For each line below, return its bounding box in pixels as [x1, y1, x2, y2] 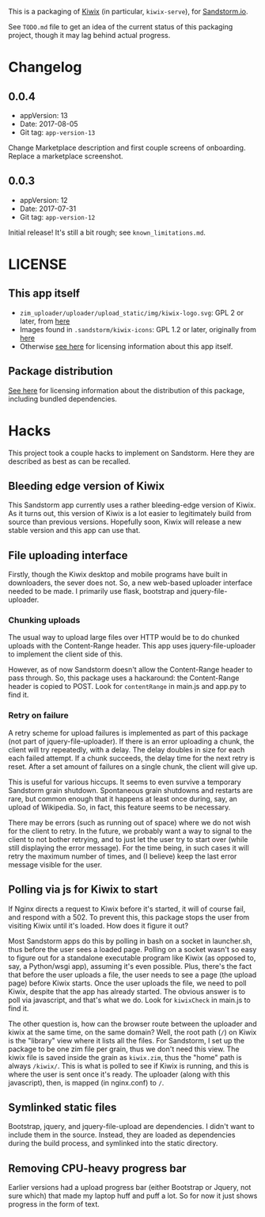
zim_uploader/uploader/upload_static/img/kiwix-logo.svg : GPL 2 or [19, 308, 244, 317]
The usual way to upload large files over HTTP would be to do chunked [8, 633, 240, 642]
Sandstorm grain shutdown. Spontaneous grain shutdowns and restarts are [8, 785, 253, 795]
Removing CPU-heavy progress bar [8, 1162, 187, 1175]
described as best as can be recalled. [8, 456, 131, 466]
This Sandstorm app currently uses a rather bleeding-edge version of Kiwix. [8, 500, 256, 510]
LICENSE [8, 255, 67, 273]
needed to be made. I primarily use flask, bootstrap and [8, 587, 189, 596]
